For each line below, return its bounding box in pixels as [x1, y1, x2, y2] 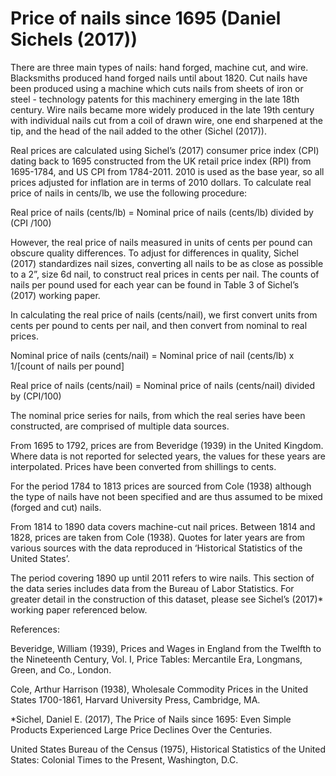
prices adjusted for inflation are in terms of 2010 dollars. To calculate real [10, 176, 312, 188]
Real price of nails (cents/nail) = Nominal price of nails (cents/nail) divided [10, 379, 315, 391]
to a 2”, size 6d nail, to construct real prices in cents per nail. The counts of [10, 268, 320, 280]
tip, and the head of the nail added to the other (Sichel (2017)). [10, 125, 268, 137]
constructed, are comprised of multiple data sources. [10, 420, 230, 432]
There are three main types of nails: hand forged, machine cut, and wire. [10, 61, 309, 73]
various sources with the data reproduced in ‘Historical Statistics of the [10, 542, 303, 554]
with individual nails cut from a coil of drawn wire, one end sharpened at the [10, 114, 324, 126]
